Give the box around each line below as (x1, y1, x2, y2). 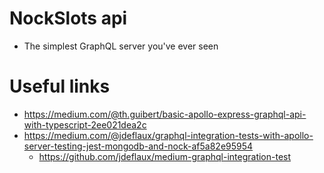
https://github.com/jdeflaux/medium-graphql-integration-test (38, 150, 292, 162)
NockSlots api (9, 7, 128, 30)
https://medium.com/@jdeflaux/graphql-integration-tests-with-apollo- (23, 129, 314, 141)
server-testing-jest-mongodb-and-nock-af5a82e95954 (23, 140, 254, 152)
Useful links (9, 75, 111, 98)
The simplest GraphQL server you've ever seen (23, 40, 219, 52)
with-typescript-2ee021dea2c (23, 118, 147, 131)
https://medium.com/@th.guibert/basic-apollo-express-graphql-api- (23, 108, 307, 120)
